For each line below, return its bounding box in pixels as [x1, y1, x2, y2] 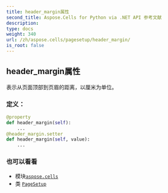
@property [6, 114, 31, 120]
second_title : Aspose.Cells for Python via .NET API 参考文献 [6, 14, 162, 21]
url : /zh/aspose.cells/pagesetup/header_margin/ [6, 37, 131, 43]
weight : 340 [6, 31, 36, 37]
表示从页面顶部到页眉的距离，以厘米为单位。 [6, 83, 117, 90]
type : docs [6, 25, 34, 32]
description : [6, 20, 39, 26]
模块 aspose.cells [14, 172, 58, 180]
